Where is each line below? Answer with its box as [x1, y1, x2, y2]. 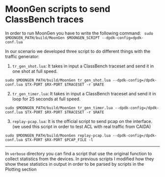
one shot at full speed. [12, 68, 58, 74]
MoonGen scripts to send [5, 3, 110, 15]
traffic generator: [5, 53, 40, 59]
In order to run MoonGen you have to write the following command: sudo [5, 30, 153, 36]
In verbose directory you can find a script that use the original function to [5, 150, 152, 156]
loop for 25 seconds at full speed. [12, 96, 81, 102]
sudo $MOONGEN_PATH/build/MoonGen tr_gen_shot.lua [5, 78, 111, 83]
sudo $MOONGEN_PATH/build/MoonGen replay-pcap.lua [5, 133, 111, 138]
